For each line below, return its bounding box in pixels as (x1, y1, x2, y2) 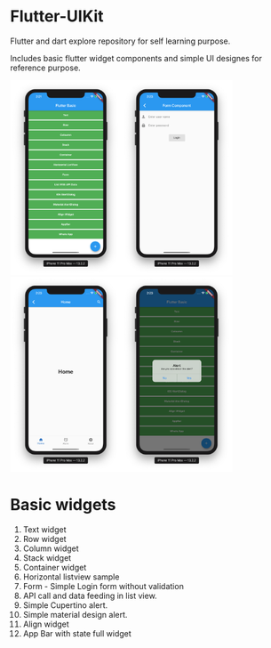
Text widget (22, 523, 67, 535)
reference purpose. (10, 62, 81, 73)
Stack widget (22, 552, 72, 563)
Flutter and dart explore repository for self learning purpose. (10, 36, 231, 46)
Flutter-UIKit (10, 6, 105, 27)
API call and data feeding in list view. (22, 590, 158, 601)
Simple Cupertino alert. (22, 599, 108, 611)
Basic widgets (10, 494, 116, 514)
